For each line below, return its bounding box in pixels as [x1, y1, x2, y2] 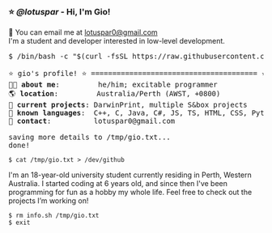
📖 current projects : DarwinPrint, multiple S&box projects [8, 100, 249, 110]
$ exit [8, 218, 31, 227]
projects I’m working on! [8, 196, 89, 205]
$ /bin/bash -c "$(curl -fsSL [8, 52, 129, 61]
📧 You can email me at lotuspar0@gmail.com [8, 28, 158, 37]
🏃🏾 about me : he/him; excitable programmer [8, 80, 219, 90]
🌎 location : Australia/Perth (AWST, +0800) [8, 89, 221, 99]
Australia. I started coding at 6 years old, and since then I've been [8, 179, 228, 189]
